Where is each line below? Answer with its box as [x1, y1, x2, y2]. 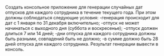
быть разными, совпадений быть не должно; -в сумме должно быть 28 [5, 36, 158, 42]
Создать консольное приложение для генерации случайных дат [5, 4, 143, 10]
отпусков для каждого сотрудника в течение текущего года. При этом [5, 9, 156, 15]
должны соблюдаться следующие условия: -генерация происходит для [5, 15, 159, 20]
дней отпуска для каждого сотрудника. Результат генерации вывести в [5, 41, 158, 47]
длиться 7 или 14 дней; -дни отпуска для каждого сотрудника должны [5, 31, 156, 36]
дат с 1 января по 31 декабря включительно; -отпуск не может [5, 20, 139, 26]
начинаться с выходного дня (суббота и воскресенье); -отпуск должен [5, 25, 158, 31]
